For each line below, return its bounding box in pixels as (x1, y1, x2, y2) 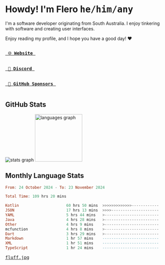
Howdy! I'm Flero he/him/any (5, 4, 134, 15)
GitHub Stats (5, 100, 46, 109)
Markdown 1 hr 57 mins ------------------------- (5, 236, 159, 241)
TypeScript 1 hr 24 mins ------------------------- (5, 245, 159, 251)
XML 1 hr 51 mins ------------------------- (5, 241, 159, 246)
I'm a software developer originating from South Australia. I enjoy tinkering (5, 20, 160, 26)
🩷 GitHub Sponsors (8, 81, 53, 86)
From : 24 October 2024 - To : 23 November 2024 (5, 185, 105, 190)
